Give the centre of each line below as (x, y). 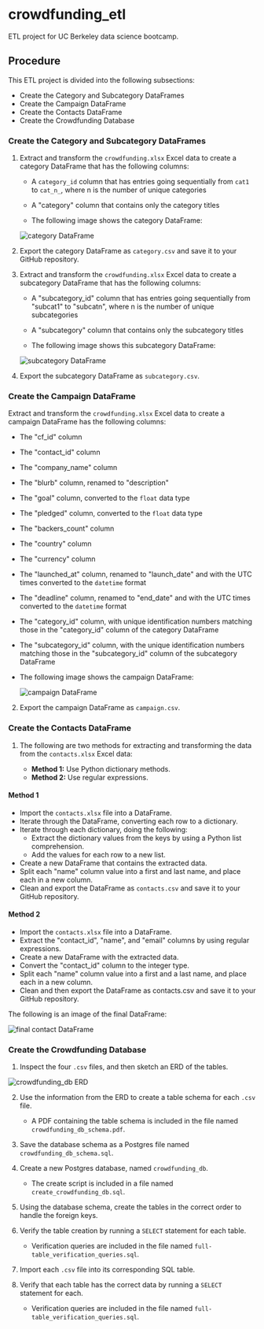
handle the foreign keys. (59, 1216)
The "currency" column (57, 559)
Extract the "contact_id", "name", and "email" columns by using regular (134, 940)
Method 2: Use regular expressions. (90, 777)
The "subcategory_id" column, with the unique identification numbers (132, 645)
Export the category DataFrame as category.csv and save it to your (128, 251)
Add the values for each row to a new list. (99, 854)
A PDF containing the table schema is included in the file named (134, 1121)
